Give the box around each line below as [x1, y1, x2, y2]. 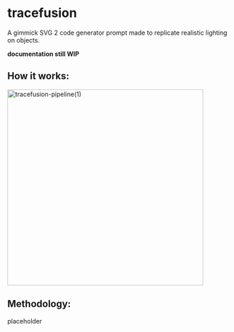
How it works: [7, 70, 69, 82]
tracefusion [7, 5, 78, 21]
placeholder [7, 316, 42, 325]
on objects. [7, 35, 40, 44]
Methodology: [7, 298, 71, 310]
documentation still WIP [7, 50, 80, 58]
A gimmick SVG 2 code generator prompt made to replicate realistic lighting [7, 28, 228, 37]
